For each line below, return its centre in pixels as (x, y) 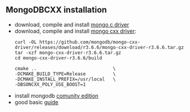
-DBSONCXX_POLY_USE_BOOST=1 (50, 84)
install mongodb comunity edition (56, 96)
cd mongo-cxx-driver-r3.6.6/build (58, 58)
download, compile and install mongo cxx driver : (75, 31)
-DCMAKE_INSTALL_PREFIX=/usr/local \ (65, 79)
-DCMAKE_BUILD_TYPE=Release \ (65, 74)
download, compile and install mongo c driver (72, 24)
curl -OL (26, 42)
